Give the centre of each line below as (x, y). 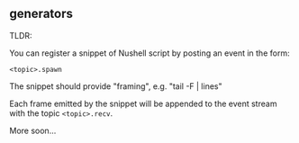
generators (41, 14)
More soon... (33, 130)
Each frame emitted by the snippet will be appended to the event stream (143, 103)
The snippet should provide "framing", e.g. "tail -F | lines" (116, 86)
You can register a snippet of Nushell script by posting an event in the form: (149, 53)
